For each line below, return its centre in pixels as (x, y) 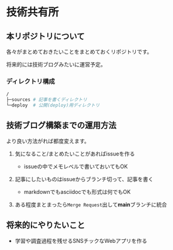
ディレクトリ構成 (31, 81)
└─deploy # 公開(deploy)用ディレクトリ (53, 105)
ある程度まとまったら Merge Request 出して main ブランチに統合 (91, 205)
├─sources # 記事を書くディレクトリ (47, 100)
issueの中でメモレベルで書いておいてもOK (76, 166)
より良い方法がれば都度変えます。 (48, 141)
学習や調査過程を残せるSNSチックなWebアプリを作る (81, 240)
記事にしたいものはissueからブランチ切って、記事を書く (84, 179)
